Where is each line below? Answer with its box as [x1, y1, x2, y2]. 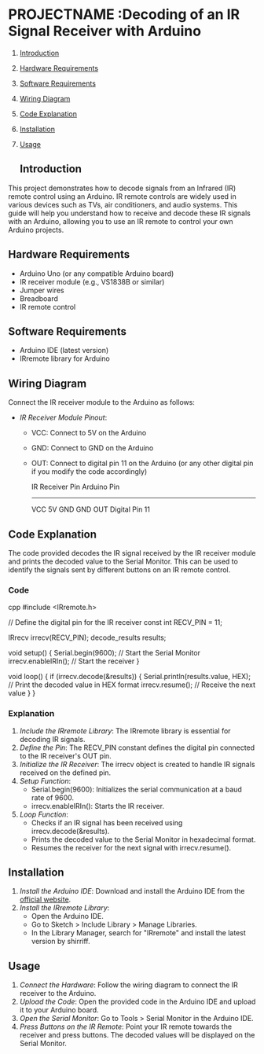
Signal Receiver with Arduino [8, 22, 202, 40]
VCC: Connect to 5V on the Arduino [31, 428, 147, 438]
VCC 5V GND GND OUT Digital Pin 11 [31, 505, 151, 514]
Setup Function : [19, 776, 71, 785]
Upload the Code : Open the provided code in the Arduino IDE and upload [19, 997, 256, 1007]
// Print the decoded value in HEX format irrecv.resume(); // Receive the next [8, 680, 256, 689]
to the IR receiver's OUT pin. [19, 751, 112, 760]
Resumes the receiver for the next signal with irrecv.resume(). [31, 843, 232, 852]
